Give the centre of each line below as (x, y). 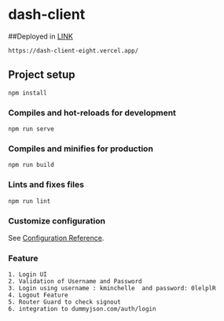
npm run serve (31, 129)
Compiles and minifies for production (81, 149)
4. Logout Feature (38, 295)
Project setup (42, 75)
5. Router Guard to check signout (65, 302)
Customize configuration (57, 220)
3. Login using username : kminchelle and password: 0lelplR (112, 289)
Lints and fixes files (46, 185)
